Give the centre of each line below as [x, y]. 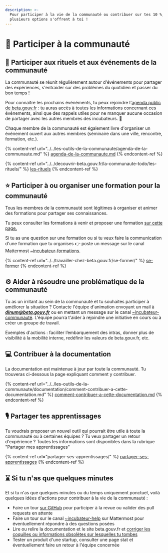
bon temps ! [17, 93]
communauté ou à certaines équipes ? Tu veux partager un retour [73, 436]
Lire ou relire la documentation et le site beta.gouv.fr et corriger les [81, 529]
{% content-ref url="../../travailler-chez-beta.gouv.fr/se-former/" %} [75, 261]
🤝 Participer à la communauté [67, 44]
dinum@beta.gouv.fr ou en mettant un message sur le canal [68, 312]
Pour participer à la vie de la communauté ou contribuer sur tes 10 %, [87, 15]
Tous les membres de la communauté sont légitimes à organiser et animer [81, 208]
